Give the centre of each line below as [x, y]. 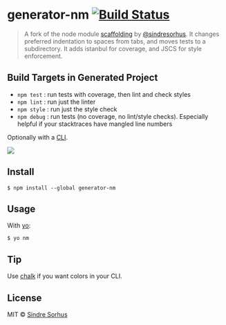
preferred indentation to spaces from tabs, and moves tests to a [115, 41]
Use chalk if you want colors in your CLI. [65, 276]
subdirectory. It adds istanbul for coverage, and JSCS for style [113, 48]
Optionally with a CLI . [37, 137]
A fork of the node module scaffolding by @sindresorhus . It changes [122, 34]
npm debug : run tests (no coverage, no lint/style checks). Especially [113, 116]
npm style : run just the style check [67, 109]
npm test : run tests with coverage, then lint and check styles [104, 94]
